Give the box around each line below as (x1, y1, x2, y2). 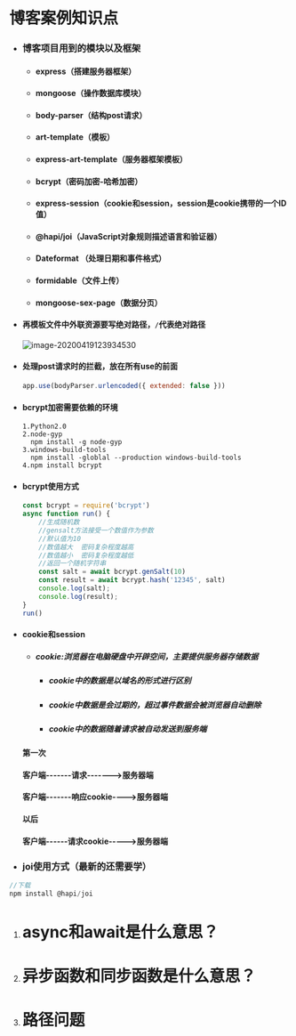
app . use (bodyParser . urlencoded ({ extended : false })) (21, 382, 226, 391)
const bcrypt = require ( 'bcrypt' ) (21, 501, 150, 510)
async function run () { (21, 509, 111, 519)
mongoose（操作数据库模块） (35, 88, 147, 99)
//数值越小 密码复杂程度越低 (38, 551, 134, 560)
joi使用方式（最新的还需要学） (21, 860, 152, 872)
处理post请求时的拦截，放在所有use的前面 (21, 361, 179, 372)
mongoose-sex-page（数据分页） (35, 297, 163, 308)
